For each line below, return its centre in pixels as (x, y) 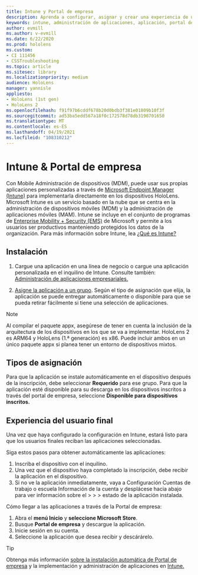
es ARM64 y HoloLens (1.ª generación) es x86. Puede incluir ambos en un (96, 338)
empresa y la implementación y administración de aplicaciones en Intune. (95, 566)
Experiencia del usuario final (60, 420)
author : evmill (25, 28)
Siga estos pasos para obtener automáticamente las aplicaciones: (86, 452)
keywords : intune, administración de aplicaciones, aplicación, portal (96, 22)
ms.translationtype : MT (35, 121)
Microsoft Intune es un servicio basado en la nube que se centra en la (91, 202)
